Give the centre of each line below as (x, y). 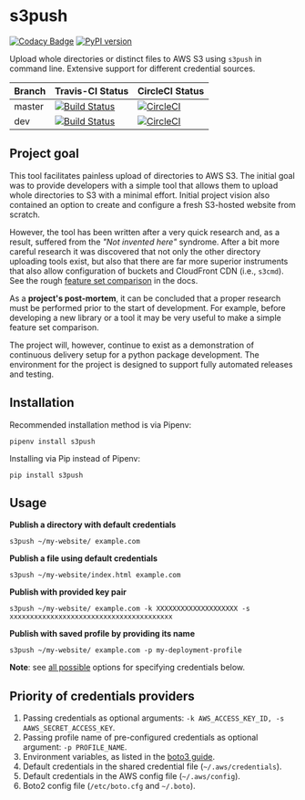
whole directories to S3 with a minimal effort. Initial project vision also (140, 195)
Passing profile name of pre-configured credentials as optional (140, 738)
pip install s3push (46, 475)
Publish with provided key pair (68, 592)
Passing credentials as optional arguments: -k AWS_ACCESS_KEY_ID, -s (153, 718)
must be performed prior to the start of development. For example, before (148, 307)
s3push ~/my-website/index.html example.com (95, 576)
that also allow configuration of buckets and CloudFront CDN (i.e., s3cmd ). (147, 271)
